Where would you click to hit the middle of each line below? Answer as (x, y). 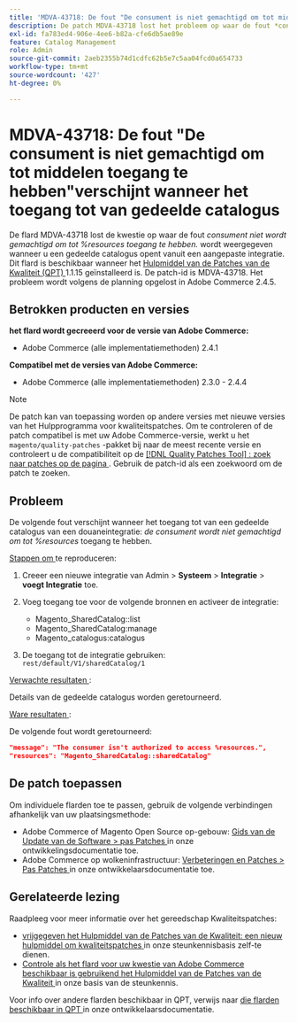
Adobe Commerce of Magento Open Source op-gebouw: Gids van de (148, 831)
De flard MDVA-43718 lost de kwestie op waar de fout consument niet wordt (148, 235)
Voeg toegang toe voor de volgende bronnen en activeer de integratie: (150, 602)
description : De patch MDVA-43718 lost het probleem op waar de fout (140, 26)
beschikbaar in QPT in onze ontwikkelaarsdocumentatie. (112, 1009)
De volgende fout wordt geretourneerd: (80, 732)
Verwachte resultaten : (50, 680)
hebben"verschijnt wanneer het (129, 191)
